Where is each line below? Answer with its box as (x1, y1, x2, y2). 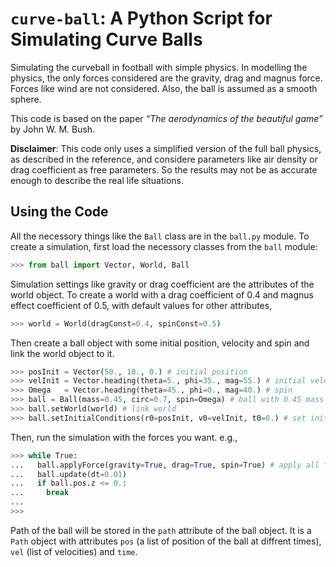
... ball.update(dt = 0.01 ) (10, 469, 128, 479)
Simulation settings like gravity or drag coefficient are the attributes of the (10, 278, 315, 290)
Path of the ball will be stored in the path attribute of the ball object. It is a (10, 524, 312, 536)
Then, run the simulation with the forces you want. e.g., (10, 431, 238, 443)
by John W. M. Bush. (10, 123, 96, 135)
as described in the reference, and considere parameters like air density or (10, 153, 318, 165)
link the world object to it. (10, 347, 115, 359)
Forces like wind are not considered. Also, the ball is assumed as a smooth (10, 82, 318, 94)
